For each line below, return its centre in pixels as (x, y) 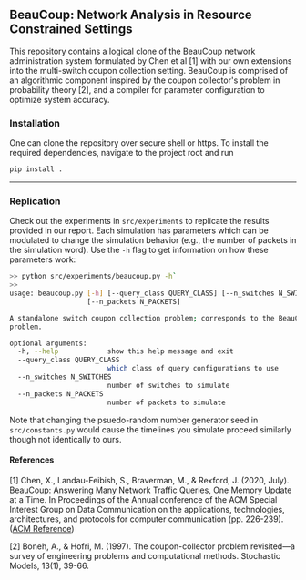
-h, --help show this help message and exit (126, 351)
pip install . (36, 169)
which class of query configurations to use (193, 369)
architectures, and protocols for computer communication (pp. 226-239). (147, 519)
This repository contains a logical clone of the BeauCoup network (133, 51)
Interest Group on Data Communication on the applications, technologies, (147, 509)
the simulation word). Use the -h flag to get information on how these (139, 250)
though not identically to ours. (66, 439)
